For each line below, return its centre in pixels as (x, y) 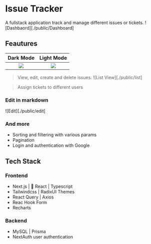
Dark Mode (21, 58)
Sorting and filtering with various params (54, 135)
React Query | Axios (33, 197)
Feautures (21, 44)
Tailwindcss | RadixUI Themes (43, 192)
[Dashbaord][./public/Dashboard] (39, 28)
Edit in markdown (27, 100)
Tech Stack (23, 161)
